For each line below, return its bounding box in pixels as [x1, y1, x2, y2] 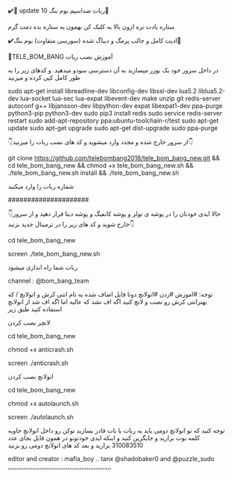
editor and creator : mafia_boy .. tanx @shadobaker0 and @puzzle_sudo [8, 455, 215, 462]
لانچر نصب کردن [8, 318, 51, 327]
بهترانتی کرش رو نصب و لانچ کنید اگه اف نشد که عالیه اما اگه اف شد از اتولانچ [8, 297, 208, 306]
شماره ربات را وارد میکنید [8, 182, 74, 190]
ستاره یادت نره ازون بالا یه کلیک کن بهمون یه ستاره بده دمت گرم [8, 22, 175, 31]
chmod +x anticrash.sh [8, 345, 74, 354]
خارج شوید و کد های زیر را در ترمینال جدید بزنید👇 [8, 220, 135, 228]
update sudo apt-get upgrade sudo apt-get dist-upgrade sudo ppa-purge [8, 124, 218, 132]
